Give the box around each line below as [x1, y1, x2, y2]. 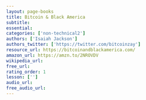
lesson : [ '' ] [6, 74, 38, 80]
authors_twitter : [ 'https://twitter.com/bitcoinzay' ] [6, 42, 141, 48]
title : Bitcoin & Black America [6, 14, 85, 20]
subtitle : [6, 19, 31, 25]
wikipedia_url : [6, 58, 44, 64]
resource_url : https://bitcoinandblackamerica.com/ [6, 47, 135, 53]
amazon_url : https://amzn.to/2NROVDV [6, 52, 99, 58]
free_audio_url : [6, 85, 46, 91]
